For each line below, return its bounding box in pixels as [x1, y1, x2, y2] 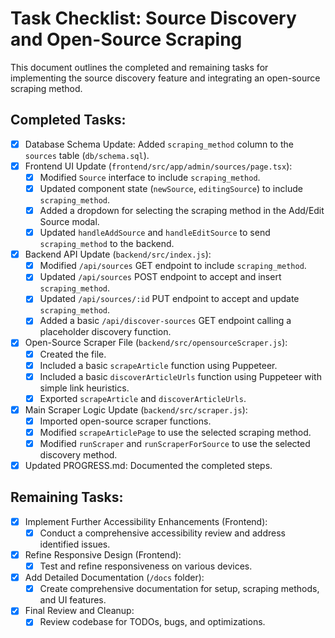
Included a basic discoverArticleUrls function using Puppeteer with [39, 370, 322, 382]
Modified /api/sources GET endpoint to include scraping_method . [39, 260, 307, 272]
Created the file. [39, 348, 107, 360]
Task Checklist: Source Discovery [10, 7, 297, 30]
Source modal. [39, 216, 100, 228]
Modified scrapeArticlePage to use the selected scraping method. [39, 426, 312, 438]
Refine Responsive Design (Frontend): [24, 549, 182, 561]
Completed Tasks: [10, 112, 127, 129]
